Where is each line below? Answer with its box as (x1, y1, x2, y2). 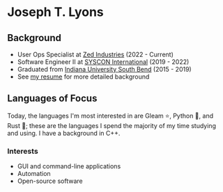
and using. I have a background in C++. (7, 129, 121, 137)
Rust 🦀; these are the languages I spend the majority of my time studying (7, 121, 216, 129)
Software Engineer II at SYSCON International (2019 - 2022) (17, 58, 190, 66)
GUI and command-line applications (17, 162, 121, 170)
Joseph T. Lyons (7, 4, 105, 20)
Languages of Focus (7, 93, 98, 104)
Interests (7, 146, 38, 156)
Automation (17, 170, 51, 178)
